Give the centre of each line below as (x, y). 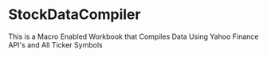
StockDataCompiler (75, 15)
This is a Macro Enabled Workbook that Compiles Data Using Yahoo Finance (133, 36)
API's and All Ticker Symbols (55, 44)
